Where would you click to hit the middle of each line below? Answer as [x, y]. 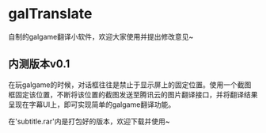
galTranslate [50, 14]
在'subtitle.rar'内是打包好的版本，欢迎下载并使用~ [89, 121]
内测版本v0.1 [39, 64]
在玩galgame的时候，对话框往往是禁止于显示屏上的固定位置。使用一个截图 [130, 85]
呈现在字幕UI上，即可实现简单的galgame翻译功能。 [92, 104]
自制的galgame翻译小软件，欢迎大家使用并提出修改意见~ [101, 36]
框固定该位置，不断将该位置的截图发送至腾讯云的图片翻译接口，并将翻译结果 [133, 94]
